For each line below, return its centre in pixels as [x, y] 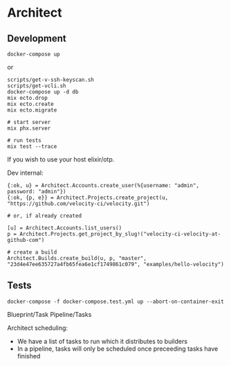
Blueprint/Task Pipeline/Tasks [49, 314]
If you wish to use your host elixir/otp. [61, 159]
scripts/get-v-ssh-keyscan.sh [51, 80]
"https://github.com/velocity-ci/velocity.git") [78, 204]
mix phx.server [29, 128]
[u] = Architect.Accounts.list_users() [65, 228]
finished [29, 356]
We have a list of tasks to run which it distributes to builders [102, 341]
